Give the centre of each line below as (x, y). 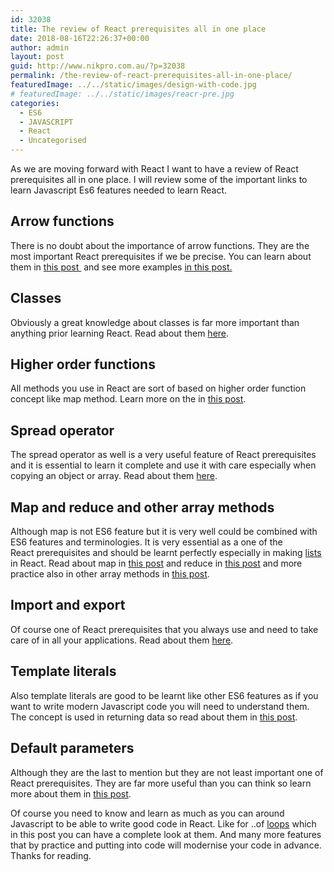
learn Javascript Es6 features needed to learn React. (119, 190)
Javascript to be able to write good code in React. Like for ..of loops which (163, 823)
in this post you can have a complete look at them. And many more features (166, 834)
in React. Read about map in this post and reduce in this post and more (156, 563)
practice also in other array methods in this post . (110, 574)
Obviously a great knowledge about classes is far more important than (155, 322)
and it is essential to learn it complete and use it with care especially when (163, 465)
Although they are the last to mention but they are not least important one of (167, 772)
